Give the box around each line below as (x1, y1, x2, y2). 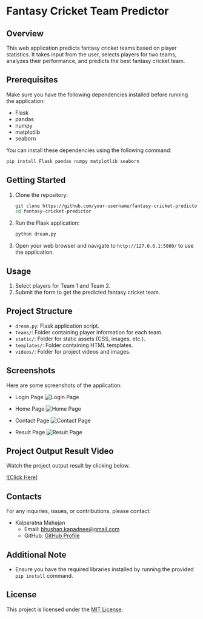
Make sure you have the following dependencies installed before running (6, 91, 188, 98)
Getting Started (6, 175, 66, 185)
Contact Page (15, 417, 50, 424)
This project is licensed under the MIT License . (6, 606, 124, 613)
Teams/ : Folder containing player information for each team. (15, 328, 163, 336)
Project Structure (6, 306, 73, 316)
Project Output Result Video (6, 446, 114, 456)
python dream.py (15, 231, 56, 237)
